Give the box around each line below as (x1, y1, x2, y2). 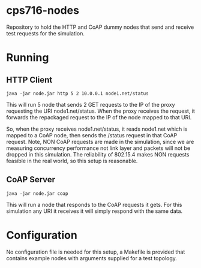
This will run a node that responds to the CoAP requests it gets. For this (6, 201, 182, 208)
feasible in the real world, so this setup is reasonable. (6, 157, 138, 164)
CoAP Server (6, 174, 56, 185)
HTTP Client (6, 74, 53, 85)
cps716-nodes (6, 4, 80, 17)
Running (6, 51, 49, 65)
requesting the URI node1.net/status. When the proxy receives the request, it (6, 107, 195, 115)
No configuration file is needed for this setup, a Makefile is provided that (6, 248, 185, 255)
